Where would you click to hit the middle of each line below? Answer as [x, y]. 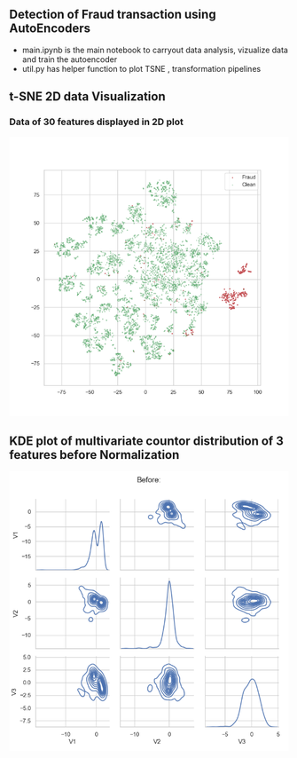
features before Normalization [94, 455]
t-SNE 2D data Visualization [87, 97]
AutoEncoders [50, 29]
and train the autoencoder [70, 59]
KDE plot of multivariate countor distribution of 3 [146, 441]
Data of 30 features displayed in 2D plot [97, 122]
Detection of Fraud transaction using [113, 15]
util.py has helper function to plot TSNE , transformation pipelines [141, 68]
